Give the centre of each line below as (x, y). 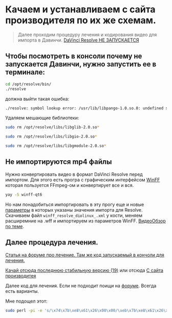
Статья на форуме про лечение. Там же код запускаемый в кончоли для (85, 255)
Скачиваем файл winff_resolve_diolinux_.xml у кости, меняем (74, 215)
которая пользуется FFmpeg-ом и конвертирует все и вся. (70, 185)
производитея (21, 275)
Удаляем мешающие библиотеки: (42, 118)
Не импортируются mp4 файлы (59, 162)
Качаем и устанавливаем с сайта (80, 10)
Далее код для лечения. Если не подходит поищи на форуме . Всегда (81, 286)
